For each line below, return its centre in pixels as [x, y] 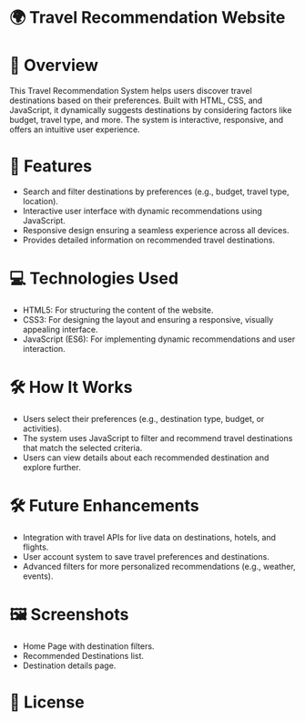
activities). [42, 428]
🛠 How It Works [71, 387]
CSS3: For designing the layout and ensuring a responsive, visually [148, 319]
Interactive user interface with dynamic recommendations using [142, 211]
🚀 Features [51, 166]
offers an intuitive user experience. [75, 129]
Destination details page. [69, 665]
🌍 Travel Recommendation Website [147, 18]
